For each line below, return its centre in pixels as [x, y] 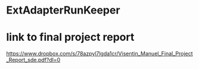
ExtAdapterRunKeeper [63, 10]
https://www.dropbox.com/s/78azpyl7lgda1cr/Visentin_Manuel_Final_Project [99, 54]
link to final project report [70, 37]
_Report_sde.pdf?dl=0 [33, 60]
